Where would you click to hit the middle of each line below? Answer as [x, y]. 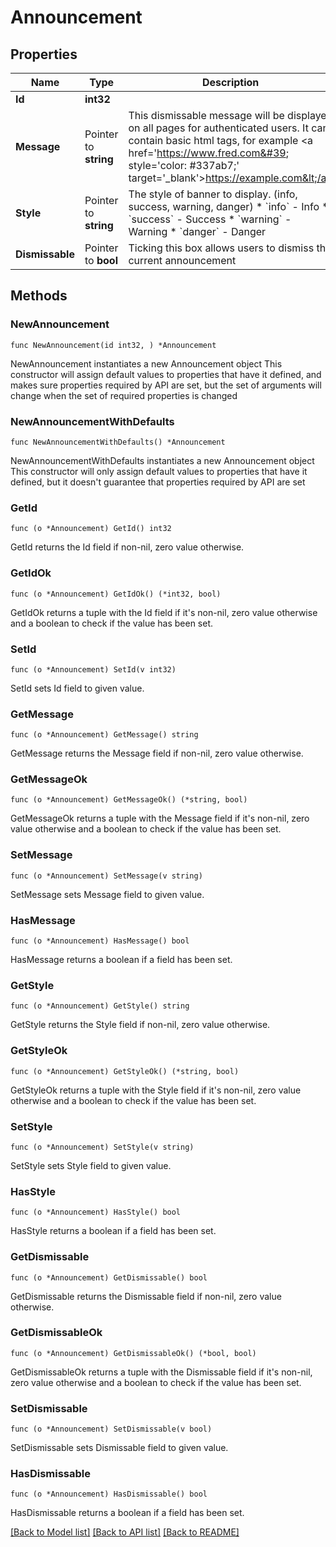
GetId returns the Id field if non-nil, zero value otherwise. [127, 547]
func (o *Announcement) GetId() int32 [91, 529]
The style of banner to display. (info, [213, 194]
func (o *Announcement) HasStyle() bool [96, 1212]
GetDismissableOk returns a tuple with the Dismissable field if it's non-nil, [161, 1372]
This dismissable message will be [206, 115]
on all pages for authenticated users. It [218, 128]
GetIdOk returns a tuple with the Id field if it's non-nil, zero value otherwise [164, 612]
